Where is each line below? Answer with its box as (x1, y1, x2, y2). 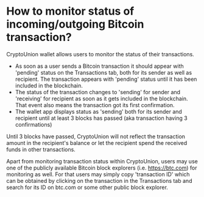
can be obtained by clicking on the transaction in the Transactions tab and (6, 177, 192, 184)
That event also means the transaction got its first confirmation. (15, 101, 175, 108)
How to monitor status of (6, 4, 135, 18)
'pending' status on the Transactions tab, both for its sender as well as (15, 69, 192, 76)
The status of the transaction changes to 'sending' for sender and (15, 88, 181, 95)
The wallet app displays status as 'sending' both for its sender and (15, 108, 183, 115)
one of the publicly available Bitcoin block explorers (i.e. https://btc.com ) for (6, 164, 197, 171)
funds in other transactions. (6, 146, 76, 153)
